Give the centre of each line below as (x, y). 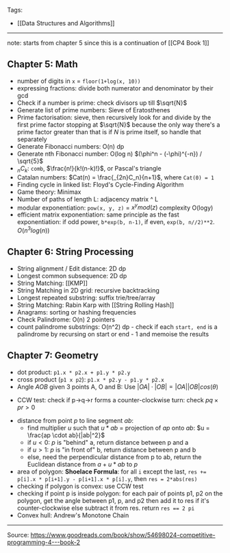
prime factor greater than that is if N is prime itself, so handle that (109, 132)
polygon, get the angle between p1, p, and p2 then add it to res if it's (113, 500)
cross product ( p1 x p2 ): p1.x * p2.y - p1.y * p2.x (90, 379)
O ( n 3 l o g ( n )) (33, 230)
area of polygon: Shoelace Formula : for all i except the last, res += (112, 471)
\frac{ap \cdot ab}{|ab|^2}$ (66, 435)
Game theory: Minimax (49, 192)
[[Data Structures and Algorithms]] (66, 23)
